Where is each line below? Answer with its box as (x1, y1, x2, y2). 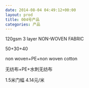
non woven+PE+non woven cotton (5, 56, 78, 62)
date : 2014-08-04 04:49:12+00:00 (5, 7, 76, 13)
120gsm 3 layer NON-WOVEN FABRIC (5, 36, 84, 42)
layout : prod (5, 12, 33, 17)
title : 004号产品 (5, 17, 40, 22)
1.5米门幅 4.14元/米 (5, 77, 45, 83)
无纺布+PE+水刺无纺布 (5, 66, 52, 72)
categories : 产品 (5, 21, 41, 27)
